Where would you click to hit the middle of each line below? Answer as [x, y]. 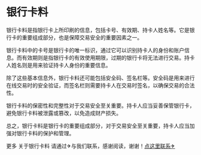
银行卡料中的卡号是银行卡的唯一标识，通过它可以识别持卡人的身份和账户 [95, 50]
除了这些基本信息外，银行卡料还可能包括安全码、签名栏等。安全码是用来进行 [100, 78]
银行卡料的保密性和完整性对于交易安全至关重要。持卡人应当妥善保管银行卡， [100, 105]
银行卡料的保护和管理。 [45, 133]
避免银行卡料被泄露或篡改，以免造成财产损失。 [64, 113]
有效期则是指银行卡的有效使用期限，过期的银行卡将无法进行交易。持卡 [108, 57]
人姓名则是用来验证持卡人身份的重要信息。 [59, 65]
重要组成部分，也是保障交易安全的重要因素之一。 [82, 37]
